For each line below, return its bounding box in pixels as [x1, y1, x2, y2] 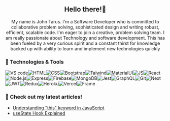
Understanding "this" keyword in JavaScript [12, 105, 105, 111]
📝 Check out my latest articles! [5, 94, 83, 101]
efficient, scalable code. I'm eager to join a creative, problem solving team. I [6, 29, 165, 36]
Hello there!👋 [64, 5, 107, 14]
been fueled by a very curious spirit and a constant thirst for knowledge [10, 40, 160, 46]
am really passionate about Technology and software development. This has [5, 35, 165, 41]
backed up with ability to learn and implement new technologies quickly [10, 45, 160, 51]
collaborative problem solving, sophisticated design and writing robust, [11, 24, 160, 30]
